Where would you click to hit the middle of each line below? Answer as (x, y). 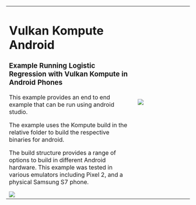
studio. (18, 112)
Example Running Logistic (52, 66)
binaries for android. (37, 140)
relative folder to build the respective (59, 132)
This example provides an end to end (60, 97)
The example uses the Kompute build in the (68, 125)
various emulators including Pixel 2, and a (66, 175)
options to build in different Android (57, 160)
